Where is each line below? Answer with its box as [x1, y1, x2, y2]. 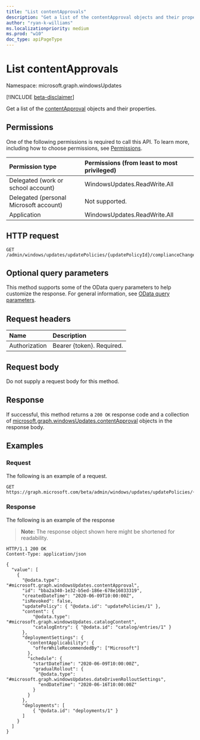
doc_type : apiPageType [6, 36, 62, 42]
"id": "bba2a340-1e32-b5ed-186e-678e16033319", [21, 587, 143, 594]
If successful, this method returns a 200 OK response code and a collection [6, 411, 189, 418]
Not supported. [84, 197, 127, 205]
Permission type [9, 162, 57, 171]
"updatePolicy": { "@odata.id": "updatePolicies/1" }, [21, 603, 161, 609]
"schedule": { [27, 655, 62, 661]
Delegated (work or [9, 176, 64, 184]
